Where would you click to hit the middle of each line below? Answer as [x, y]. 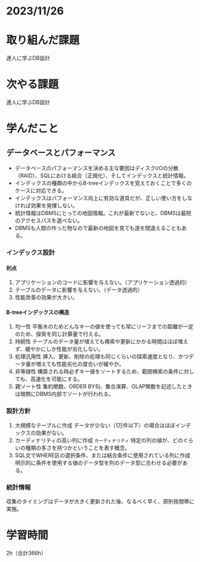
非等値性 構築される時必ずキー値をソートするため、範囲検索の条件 [97, 371]
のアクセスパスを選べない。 [49, 220]
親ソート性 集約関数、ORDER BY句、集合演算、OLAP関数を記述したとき [104, 386]
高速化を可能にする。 [56, 379]
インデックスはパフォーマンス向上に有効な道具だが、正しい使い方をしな [104, 198]
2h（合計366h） [26, 553]
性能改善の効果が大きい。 [46, 297]
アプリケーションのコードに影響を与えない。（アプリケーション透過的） [102, 282]
